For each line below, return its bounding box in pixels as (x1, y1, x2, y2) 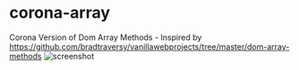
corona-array (9, 3, 110, 23)
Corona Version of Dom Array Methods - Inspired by (9, 32, 202, 43)
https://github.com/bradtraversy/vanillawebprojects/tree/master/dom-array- (9, 41, 290, 51)
